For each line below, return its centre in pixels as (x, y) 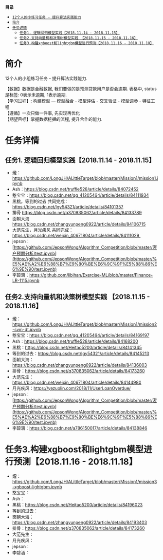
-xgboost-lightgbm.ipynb (37, 486)
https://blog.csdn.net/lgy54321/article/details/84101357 (68, 206)
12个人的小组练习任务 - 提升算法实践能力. (46, 78)
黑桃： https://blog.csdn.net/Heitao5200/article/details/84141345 (77, 347)
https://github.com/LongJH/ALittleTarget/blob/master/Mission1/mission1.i (85, 178)
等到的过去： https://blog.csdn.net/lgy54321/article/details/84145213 (81, 353)
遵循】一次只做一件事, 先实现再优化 (45, 113)
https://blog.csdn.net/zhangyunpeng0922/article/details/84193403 (80, 522)
